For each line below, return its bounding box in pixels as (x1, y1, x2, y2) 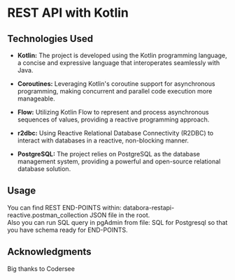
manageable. (17, 94, 55, 103)
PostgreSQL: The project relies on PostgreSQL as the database (17, 150, 201, 158)
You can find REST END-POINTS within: (7, 203, 122, 212)
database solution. (17, 165, 71, 172)
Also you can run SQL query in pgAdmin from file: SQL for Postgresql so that (7, 218, 228, 226)
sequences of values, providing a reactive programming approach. (17, 115, 210, 124)
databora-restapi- (122, 203, 175, 212)
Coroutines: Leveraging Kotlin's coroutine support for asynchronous (17, 80, 215, 88)
